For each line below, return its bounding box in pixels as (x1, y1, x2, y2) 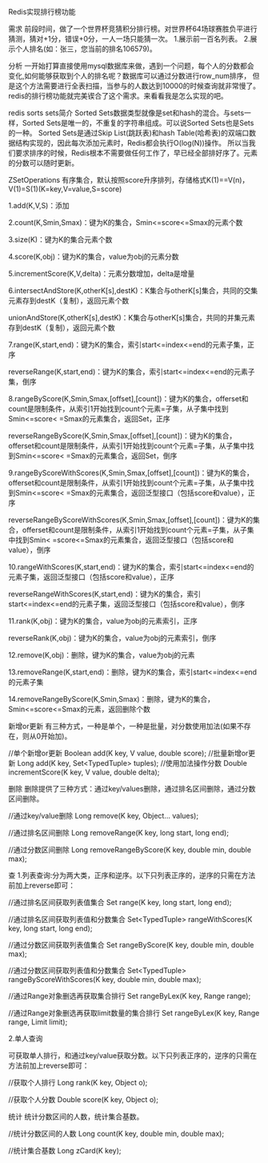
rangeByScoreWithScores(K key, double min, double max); (8, 975, 202, 984)
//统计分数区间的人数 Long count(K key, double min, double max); (8, 1129, 225, 1138)
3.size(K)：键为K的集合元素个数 (8, 235, 113, 244)
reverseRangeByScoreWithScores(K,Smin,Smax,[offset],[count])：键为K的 (8, 515, 254, 525)
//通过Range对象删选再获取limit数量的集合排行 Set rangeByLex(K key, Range (8, 1008, 260, 1017)
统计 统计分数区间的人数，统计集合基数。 (8, 1112, 144, 1121)
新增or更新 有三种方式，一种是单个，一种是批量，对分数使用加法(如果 (8, 722, 238, 730)
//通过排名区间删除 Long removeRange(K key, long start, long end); (8, 828, 230, 837)
